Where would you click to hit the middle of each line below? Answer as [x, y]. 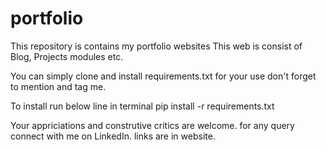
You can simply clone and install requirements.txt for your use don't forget [163, 76]
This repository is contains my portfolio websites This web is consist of [156, 46]
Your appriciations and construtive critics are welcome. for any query [152, 125]
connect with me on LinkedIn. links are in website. [113, 136]
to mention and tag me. [58, 86]
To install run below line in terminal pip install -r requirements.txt [142, 106]
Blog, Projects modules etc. [67, 56]
